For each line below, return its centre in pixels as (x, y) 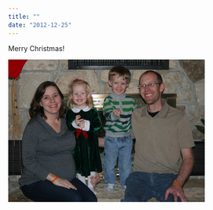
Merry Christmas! (37, 48)
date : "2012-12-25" (40, 25)
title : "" (24, 17)
